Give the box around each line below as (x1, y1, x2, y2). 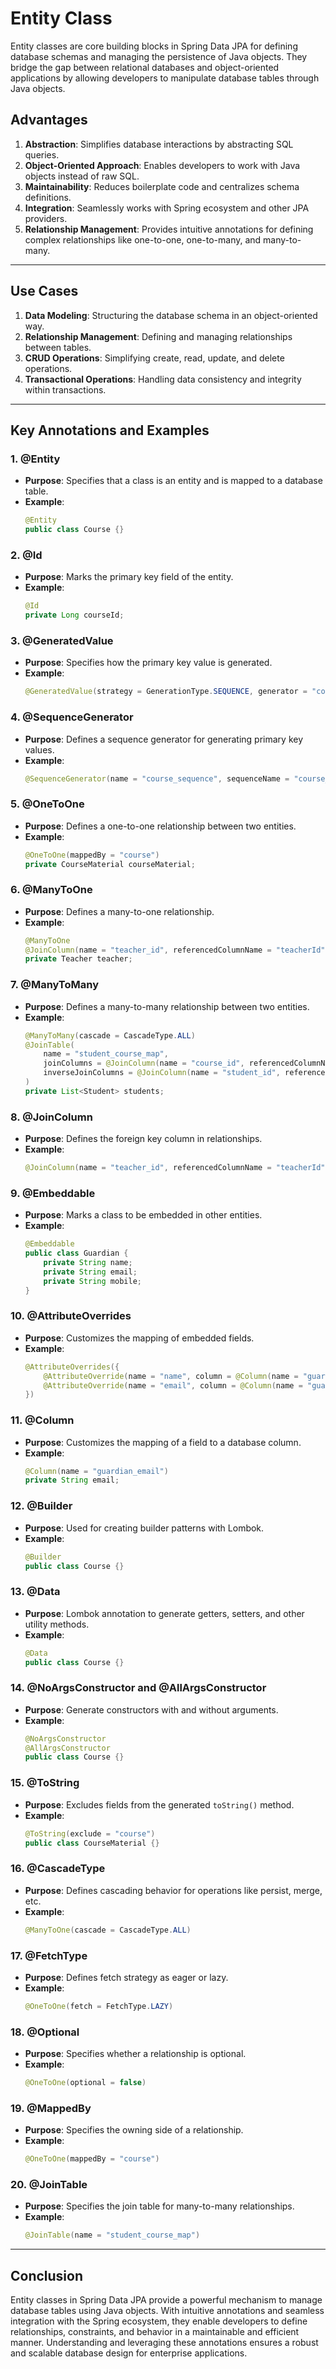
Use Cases (10, 283, 79, 300)
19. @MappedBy (10, 2101, 92, 2115)
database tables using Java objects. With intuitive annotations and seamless (10, 2305, 325, 2317)
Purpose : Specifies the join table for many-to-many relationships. (24, 2200, 295, 2212)
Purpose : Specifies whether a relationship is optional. (24, 2048, 247, 2060)
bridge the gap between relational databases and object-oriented (10, 61, 280, 73)
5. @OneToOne (10, 797, 85, 811)
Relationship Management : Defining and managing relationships (24, 330, 293, 342)
